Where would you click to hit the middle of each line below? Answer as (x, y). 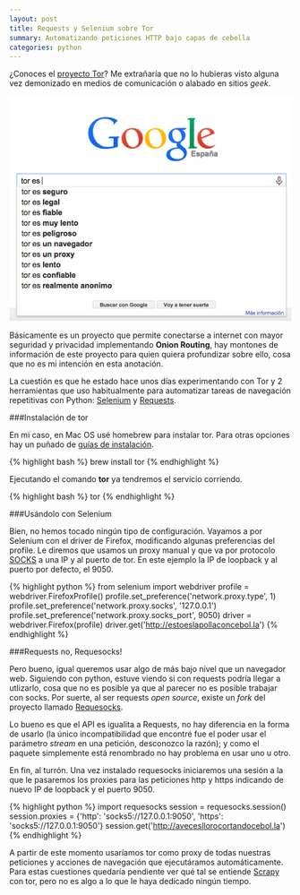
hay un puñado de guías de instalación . (81, 444)
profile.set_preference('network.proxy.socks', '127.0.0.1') (113, 606)
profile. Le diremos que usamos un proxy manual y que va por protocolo (142, 550)
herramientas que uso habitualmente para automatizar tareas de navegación (150, 391)
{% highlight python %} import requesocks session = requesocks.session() (148, 806)
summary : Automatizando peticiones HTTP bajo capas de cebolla (130, 38)
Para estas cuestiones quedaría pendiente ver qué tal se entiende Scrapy (145, 871)
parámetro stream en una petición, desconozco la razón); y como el (134, 743)
